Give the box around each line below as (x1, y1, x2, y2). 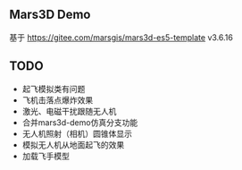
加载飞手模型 (21, 150, 70, 161)
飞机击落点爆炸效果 (21, 94, 94, 106)
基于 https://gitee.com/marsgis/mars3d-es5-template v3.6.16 (9, 31, 234, 43)
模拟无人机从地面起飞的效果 (21, 139, 125, 150)
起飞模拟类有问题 (21, 83, 86, 94)
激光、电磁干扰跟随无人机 (21, 106, 117, 116)
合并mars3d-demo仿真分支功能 (21, 116, 138, 128)
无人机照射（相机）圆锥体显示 (21, 128, 132, 139)
